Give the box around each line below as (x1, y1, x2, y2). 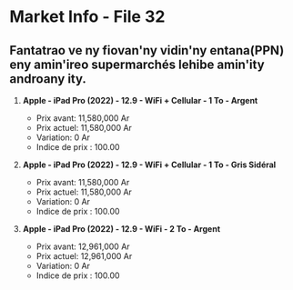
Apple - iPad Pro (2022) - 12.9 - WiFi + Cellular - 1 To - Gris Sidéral (22, 159, 277, 170)
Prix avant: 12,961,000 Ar (35, 241, 130, 252)
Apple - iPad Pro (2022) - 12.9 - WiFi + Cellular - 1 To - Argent (22, 95, 258, 105)
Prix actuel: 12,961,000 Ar (35, 251, 133, 261)
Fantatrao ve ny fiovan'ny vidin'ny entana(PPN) (9, 43, 285, 58)
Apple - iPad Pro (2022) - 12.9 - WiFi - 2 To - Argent (22, 224, 221, 234)
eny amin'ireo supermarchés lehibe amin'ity (9, 56, 266, 72)
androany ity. (9, 71, 86, 86)
